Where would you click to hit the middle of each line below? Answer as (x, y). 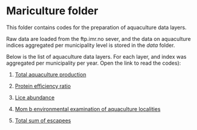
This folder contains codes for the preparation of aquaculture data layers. (96, 27)
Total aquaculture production (50, 74)
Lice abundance (35, 97)
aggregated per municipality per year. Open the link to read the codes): (93, 63)
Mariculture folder (52, 11)
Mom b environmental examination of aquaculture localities (88, 109)
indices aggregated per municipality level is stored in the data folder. (90, 45)
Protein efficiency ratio (43, 86)
